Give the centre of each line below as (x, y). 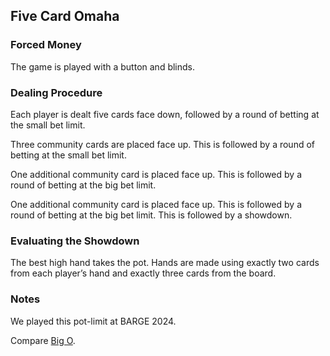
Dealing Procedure (56, 92)
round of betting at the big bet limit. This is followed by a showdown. (151, 215)
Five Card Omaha (65, 16)
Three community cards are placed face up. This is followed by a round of (162, 144)
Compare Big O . (43, 340)
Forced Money (46, 45)
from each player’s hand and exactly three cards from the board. (143, 273)
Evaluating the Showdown (75, 241)
